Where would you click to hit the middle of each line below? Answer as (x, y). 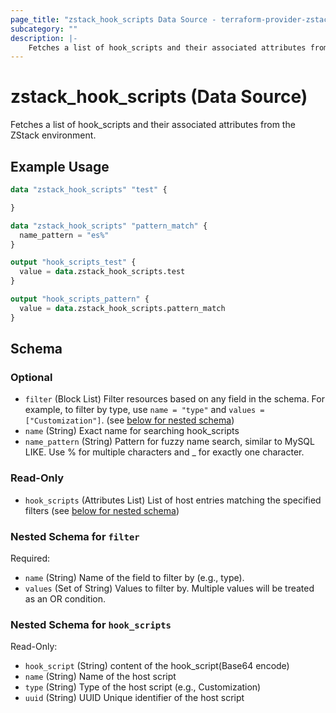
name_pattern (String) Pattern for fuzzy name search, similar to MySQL (169, 442)
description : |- (44, 38)
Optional (31, 377)
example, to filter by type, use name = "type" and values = (144, 410)
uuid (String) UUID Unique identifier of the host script (134, 698)
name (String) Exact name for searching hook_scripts (132, 431)
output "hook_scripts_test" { (73, 262)
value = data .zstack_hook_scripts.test (102, 272)
